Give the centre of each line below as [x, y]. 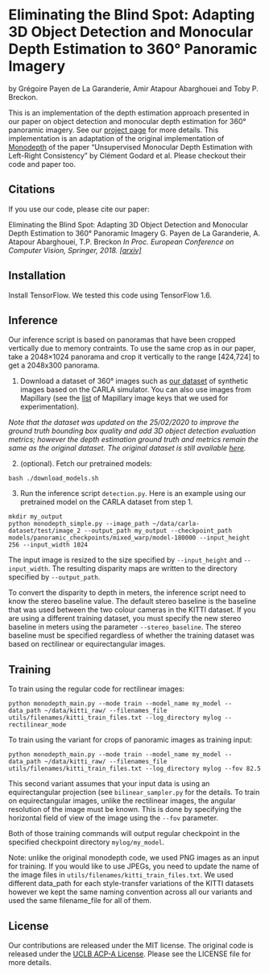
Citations [32, 190]
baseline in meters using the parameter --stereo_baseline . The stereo [125, 627]
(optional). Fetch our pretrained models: [86, 464]
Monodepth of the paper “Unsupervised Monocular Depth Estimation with [131, 147]
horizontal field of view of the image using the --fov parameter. [114, 818]
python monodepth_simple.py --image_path [79, 524]
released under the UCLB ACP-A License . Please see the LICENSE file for [130, 954]
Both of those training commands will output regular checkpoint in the [124, 834]
